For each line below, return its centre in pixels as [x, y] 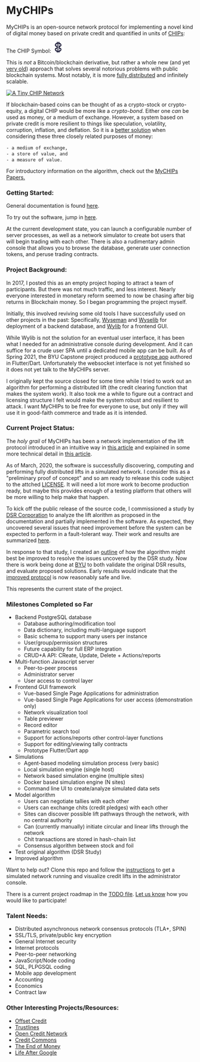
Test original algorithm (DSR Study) [58, 852]
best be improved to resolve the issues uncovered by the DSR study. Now [97, 558]
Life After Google [36, 1052]
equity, [15, 110]
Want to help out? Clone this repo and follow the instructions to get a [90, 870]
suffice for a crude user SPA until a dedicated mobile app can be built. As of [99, 350]
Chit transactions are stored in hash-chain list [80, 839]
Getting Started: [30, 193]
